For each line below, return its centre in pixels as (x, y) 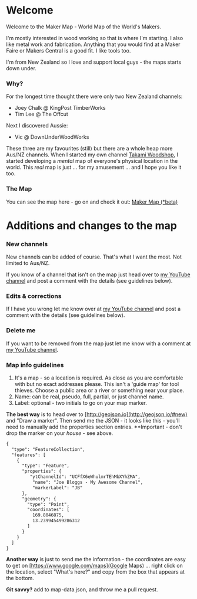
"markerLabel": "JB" (57, 487)
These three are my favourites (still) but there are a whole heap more (89, 149)
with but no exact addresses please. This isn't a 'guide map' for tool (97, 384)
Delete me (21, 330)
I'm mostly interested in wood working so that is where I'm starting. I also (95, 38)
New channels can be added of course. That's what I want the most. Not (94, 257)
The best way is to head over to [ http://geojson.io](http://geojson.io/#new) (97, 414)
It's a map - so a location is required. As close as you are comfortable (99, 378)
